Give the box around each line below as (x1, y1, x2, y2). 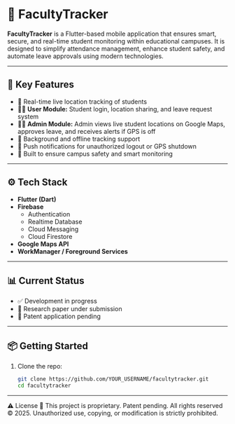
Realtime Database (27, 217, 83, 226)
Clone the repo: (17, 362, 63, 371)
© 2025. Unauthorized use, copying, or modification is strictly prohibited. (7, 409, 218, 417)
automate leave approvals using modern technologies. (7, 52, 164, 60)
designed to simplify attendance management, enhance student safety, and (7, 44, 225, 53)
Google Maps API (17, 240, 69, 248)
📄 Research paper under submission (17, 305, 122, 313)
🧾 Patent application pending (17, 312, 101, 321)
